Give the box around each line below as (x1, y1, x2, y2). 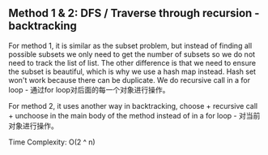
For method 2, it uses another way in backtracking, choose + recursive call (8, 101, 257, 110)
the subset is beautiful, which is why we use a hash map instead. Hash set (8, 67, 257, 76)
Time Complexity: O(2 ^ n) (8, 137, 96, 147)
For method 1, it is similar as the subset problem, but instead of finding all (8, 41, 253, 50)
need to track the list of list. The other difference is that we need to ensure (8, 58, 257, 67)
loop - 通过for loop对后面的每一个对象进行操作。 (8, 84, 170, 94)
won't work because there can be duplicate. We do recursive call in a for (8, 75, 251, 84)
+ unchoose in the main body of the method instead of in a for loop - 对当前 (8, 110, 261, 120)
